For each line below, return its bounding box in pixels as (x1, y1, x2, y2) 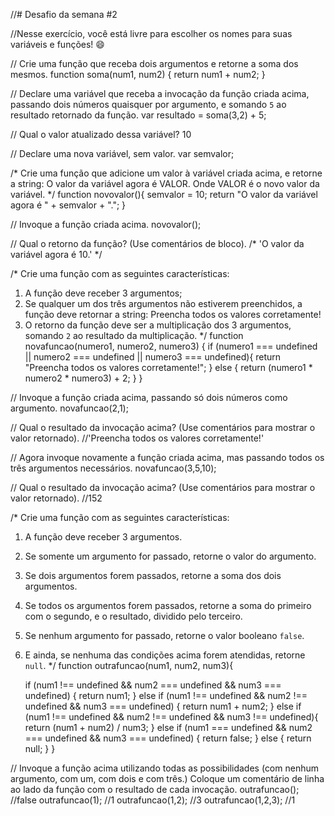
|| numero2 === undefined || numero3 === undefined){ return (24, 351, 282, 363)
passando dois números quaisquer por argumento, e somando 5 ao (10, 99, 287, 110)
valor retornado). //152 (10, 492, 103, 504)
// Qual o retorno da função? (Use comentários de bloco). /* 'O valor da (10, 238, 305, 249)
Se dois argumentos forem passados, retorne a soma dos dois (24, 570, 282, 581)
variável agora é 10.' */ (10, 249, 103, 260)
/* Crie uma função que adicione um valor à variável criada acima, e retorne (10, 167, 323, 179)
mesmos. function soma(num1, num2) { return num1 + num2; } (10, 69, 266, 80)
